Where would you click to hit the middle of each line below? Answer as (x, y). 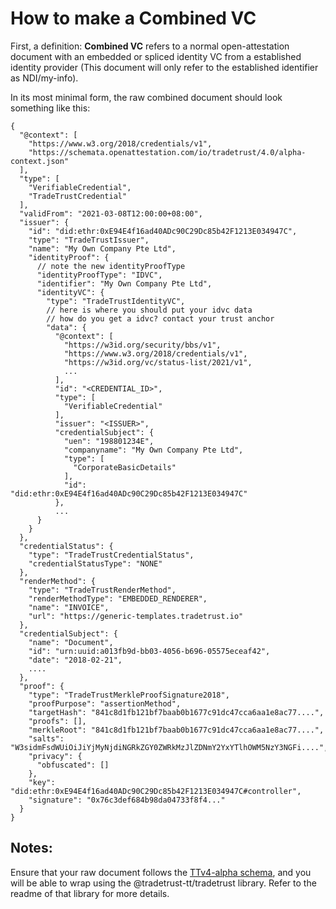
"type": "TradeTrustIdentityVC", (116, 301)
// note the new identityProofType (111, 266)
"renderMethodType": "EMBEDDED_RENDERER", (118, 598)
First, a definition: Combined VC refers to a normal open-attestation (150, 46)
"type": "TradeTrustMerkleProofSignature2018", (129, 695)
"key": (42, 782)
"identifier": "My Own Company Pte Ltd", (124, 283)
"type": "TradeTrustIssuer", (89, 240)
